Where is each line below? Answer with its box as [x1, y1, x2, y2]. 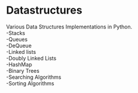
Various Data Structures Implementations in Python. [6, 23, 133, 30]
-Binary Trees [6, 67, 40, 74]
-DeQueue [6, 42, 32, 49]
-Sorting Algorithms [6, 79, 54, 86]
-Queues [6, 36, 28, 43]
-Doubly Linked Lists [6, 54, 57, 62]
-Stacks [6, 29, 25, 36]
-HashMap [6, 60, 33, 68]
